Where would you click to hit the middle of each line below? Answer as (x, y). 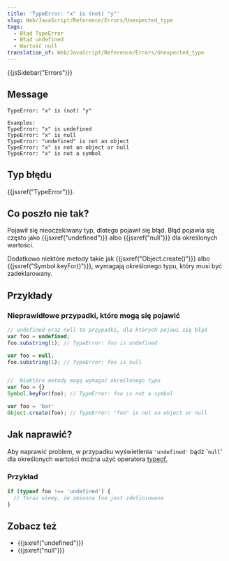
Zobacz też (32, 526)
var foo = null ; (31, 356)
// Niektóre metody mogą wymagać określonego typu (84, 381)
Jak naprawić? (40, 435)
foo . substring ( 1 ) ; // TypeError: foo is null (74, 362)
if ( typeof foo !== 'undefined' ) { (59, 491)
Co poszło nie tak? (48, 213)
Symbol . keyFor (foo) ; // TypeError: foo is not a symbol (90, 394)
